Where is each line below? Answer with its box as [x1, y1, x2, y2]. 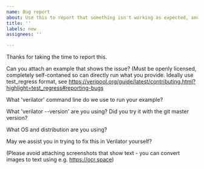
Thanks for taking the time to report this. [6, 53, 107, 61]
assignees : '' [6, 31, 42, 38]
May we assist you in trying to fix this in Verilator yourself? [6, 138, 152, 145]
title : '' [6, 20, 32, 26]
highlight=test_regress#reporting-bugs [6, 84, 104, 91]
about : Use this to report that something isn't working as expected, [6, 15, 189, 21]
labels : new [6, 25, 36, 32]
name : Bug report [6, 8, 50, 15]
